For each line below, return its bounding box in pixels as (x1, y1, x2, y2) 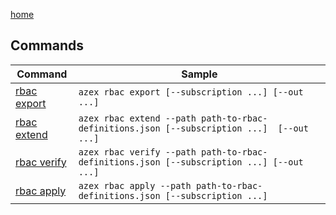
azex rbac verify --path (78, 146, 197, 158)
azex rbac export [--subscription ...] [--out (78, 86, 304, 98)
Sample (181, 67, 218, 81)
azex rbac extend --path (78, 112, 197, 124)
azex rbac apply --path (78, 180, 192, 191)
